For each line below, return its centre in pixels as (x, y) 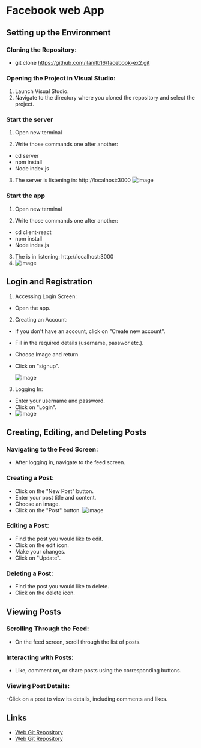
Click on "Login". (36, 407)
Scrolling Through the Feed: (48, 629)
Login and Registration (49, 282)
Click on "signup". (37, 366)
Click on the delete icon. (45, 593)
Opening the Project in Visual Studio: (61, 78)
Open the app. (33, 308)
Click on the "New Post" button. (54, 491)
